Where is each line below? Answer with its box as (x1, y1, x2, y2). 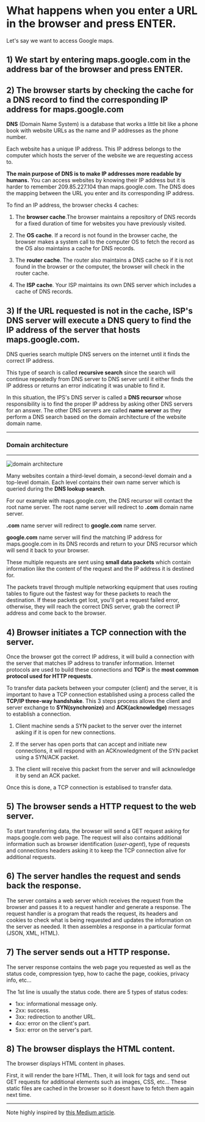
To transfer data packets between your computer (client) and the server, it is (6, 685, 198, 692)
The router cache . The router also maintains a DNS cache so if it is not (15, 256, 193, 264)
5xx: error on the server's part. (15, 1026, 93, 1033)
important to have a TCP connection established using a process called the (6, 691, 195, 698)
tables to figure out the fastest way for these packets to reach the (6, 590, 171, 597)
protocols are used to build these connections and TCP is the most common (6, 666, 199, 674)
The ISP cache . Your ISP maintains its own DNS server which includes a (15, 281, 196, 289)
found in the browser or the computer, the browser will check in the (15, 263, 185, 270)
